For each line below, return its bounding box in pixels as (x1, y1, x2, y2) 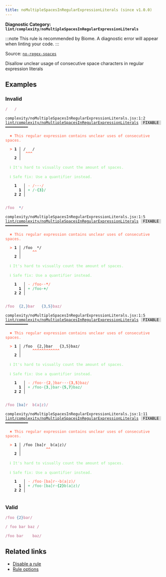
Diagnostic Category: (5, 21, 51, 27)
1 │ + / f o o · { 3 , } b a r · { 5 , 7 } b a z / (18, 384, 82, 390)
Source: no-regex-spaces (5, 50, 57, 56)
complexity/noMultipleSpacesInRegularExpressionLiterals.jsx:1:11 (5, 411, 148, 416)
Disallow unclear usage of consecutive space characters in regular (5, 60, 144, 66)
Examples (5, 80, 37, 89)
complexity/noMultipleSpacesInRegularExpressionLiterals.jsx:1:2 (5, 116, 145, 121)
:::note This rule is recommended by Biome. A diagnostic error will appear (5, 35, 158, 41)
